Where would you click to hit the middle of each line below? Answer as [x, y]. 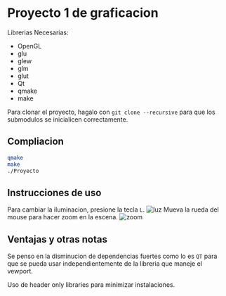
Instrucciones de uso [54, 192]
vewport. [20, 271]
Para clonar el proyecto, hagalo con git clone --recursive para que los [111, 112]
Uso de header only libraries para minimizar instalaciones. [91, 285]
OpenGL [29, 46]
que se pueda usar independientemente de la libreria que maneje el [105, 264]
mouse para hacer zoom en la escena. [62, 217]
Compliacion [36, 142]
